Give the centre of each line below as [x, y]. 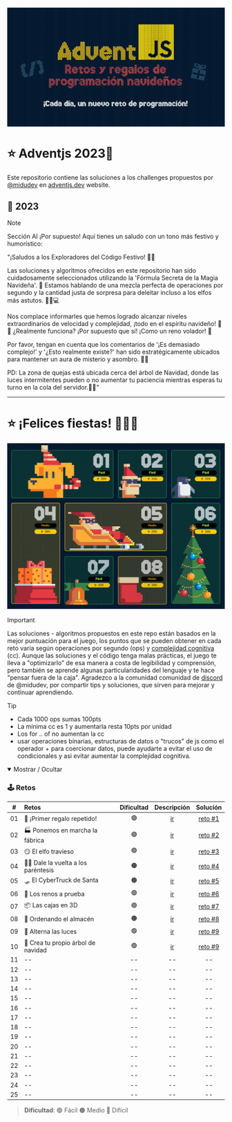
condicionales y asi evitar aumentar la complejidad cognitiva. [104, 756]
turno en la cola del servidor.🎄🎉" [53, 388]
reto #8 [209, 919]
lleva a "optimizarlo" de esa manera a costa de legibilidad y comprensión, [112, 662]
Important [21, 619]
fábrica [34, 840]
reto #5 [209, 881]
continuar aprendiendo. [40, 692]
